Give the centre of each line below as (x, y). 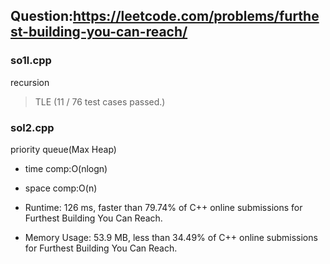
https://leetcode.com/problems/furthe (196, 16)
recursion (30, 82)
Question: (42, 16)
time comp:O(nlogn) (66, 168)
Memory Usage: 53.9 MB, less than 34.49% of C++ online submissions (171, 237)
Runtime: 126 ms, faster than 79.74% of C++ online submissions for (163, 207)
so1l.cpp (31, 61)
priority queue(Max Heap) (63, 149)
